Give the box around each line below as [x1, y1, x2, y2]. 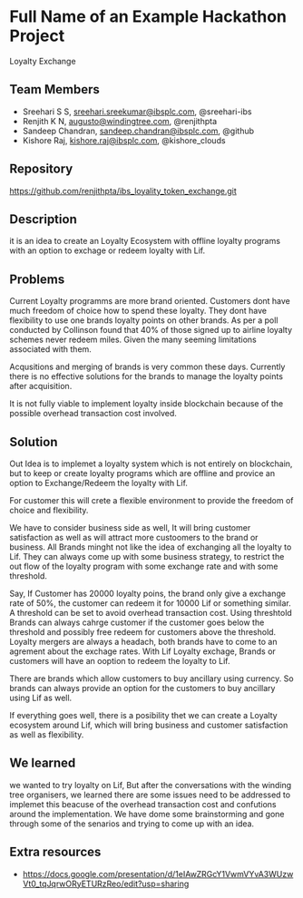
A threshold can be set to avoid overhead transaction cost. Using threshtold [9, 608, 292, 618]
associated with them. [9, 344, 93, 355]
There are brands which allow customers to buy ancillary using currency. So [9, 673, 294, 684]
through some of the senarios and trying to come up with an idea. [9, 818, 255, 829]
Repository [9, 161, 73, 177]
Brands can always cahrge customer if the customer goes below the [9, 617, 265, 628]
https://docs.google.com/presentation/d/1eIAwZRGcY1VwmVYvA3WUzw [22, 868, 294, 879]
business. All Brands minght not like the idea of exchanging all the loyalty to [9, 542, 292, 552]
